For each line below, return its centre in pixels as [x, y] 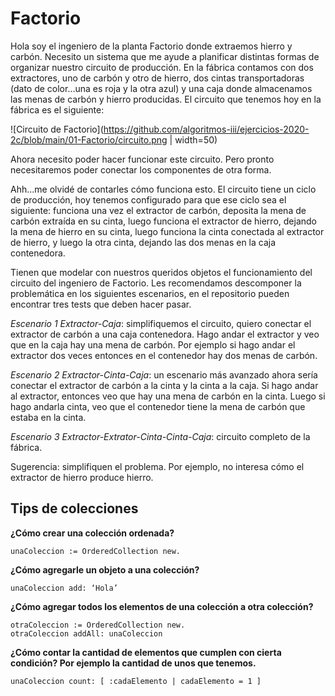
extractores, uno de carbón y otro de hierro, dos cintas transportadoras [157, 78]
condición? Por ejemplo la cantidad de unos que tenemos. [133, 663]
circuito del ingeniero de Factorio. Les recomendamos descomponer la [156, 283]
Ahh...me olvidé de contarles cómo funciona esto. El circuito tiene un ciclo [163, 189]
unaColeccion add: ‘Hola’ [64, 588]
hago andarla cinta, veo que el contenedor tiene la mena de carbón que [158, 406]
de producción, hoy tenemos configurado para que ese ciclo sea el [148, 199]
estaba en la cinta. [48, 417]
